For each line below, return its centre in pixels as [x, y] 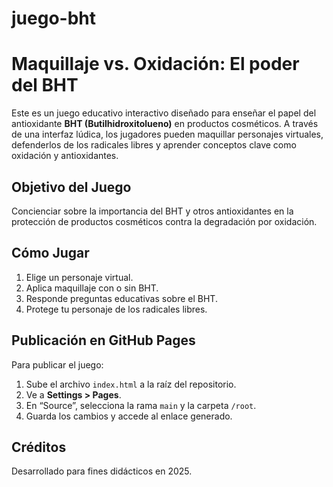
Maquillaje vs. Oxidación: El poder [155, 64]
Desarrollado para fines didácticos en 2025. [102, 471]
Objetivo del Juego [71, 187]
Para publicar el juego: [57, 364]
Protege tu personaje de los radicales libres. [116, 309]
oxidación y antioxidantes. [65, 156]
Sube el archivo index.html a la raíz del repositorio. [131, 384]
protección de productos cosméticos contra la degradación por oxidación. [164, 221]
